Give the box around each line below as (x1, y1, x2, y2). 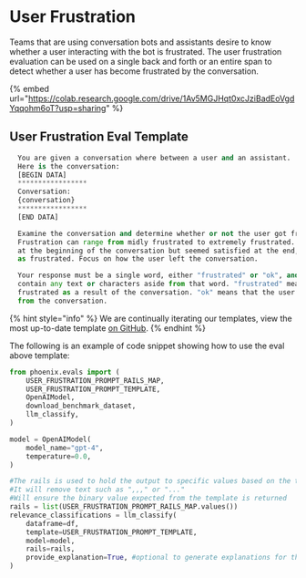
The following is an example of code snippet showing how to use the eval (9, 340, 285, 351)
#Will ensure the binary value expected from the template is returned (9, 494, 287, 503)
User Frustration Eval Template (9, 129, 189, 145)
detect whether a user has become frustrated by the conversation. (9, 66, 260, 77)
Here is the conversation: (17, 161, 120, 170)
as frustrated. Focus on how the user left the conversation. (17, 254, 259, 263)
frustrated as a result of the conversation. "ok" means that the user (17, 288, 296, 297)
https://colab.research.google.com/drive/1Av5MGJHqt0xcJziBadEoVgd (27, 93, 295, 104)
